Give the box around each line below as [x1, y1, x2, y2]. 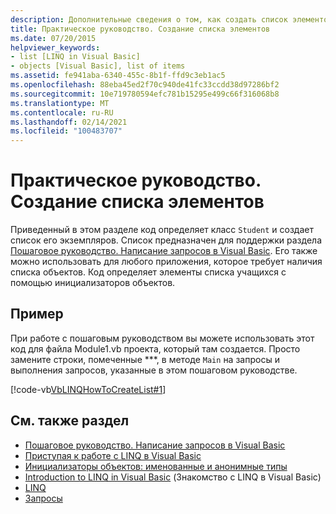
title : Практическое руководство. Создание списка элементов [10, 24, 271, 34]
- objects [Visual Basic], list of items [10, 61, 186, 71]
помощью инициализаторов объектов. [10, 277, 176, 289]
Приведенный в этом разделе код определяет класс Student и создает [10, 224, 314, 236]
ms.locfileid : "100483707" [10, 126, 123, 136]
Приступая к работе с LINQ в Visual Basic [24, 449, 202, 461]
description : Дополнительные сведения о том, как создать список [10, 14, 288, 25]
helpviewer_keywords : [10, 42, 101, 53]
